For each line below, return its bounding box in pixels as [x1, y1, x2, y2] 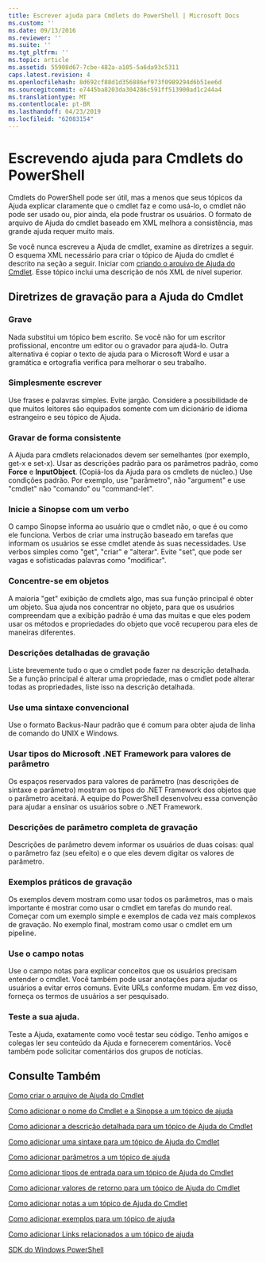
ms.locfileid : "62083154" [8, 115, 94, 123]
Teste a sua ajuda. [8, 1012, 80, 1023]
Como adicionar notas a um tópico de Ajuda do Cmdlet [8, 1198, 188, 1208]
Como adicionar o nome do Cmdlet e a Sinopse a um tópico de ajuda [8, 1106, 233, 1116]
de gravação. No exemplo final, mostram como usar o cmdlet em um [8, 920, 233, 930]
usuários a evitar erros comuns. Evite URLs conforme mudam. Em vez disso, [8, 983, 258, 992]
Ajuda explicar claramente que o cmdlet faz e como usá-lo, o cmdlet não [8, 200, 246, 211]
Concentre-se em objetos [8, 576, 110, 587]
